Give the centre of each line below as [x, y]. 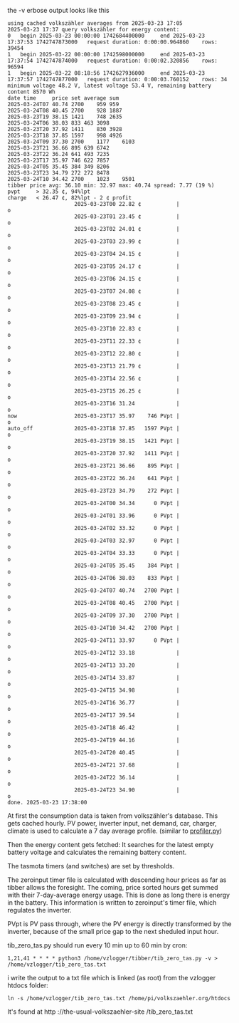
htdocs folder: [28, 985]
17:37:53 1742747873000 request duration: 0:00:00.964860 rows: [113, 42]
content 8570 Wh [31, 92]
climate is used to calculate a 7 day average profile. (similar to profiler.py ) [115, 831]
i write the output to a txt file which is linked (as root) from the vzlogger [112, 978]
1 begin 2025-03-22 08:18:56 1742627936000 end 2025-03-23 [106, 73]
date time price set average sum [63, 98]
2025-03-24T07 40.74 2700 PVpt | [127, 591]
